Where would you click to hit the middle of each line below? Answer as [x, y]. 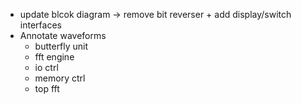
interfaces [40, 25]
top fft [47, 88]
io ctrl [46, 67]
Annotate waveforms [63, 35]
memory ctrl [60, 78]
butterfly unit [61, 46]
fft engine [54, 57]
